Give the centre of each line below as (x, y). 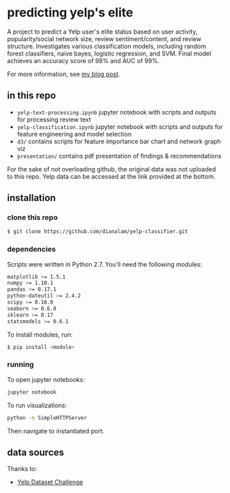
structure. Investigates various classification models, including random (107, 46)
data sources (36, 452)
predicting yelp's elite (70, 13)
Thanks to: (22, 469)
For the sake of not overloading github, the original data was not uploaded (112, 169)
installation (31, 198)
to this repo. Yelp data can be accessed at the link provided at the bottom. (111, 176)
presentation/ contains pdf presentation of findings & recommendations (119, 156)
